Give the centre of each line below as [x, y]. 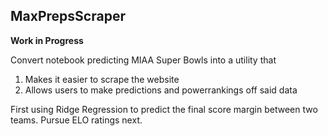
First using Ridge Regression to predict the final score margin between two [164, 109]
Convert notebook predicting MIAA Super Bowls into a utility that [143, 60]
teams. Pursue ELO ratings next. [76, 120]
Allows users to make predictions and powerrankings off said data [161, 90]
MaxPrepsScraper [68, 16]
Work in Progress [47, 40]
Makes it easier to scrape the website [102, 79]
